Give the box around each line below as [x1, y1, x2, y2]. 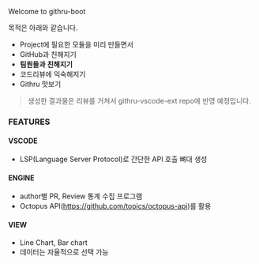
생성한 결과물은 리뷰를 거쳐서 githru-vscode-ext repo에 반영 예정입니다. [27, 96, 251, 105]
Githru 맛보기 [19, 79, 62, 89]
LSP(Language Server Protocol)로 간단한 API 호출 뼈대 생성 [19, 154, 208, 164]
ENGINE [8, 173, 35, 183]
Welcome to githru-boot [8, 7, 86, 16]
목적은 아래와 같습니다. [8, 23, 78, 32]
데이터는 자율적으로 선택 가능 [19, 247, 109, 256]
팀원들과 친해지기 [19, 59, 73, 69]
